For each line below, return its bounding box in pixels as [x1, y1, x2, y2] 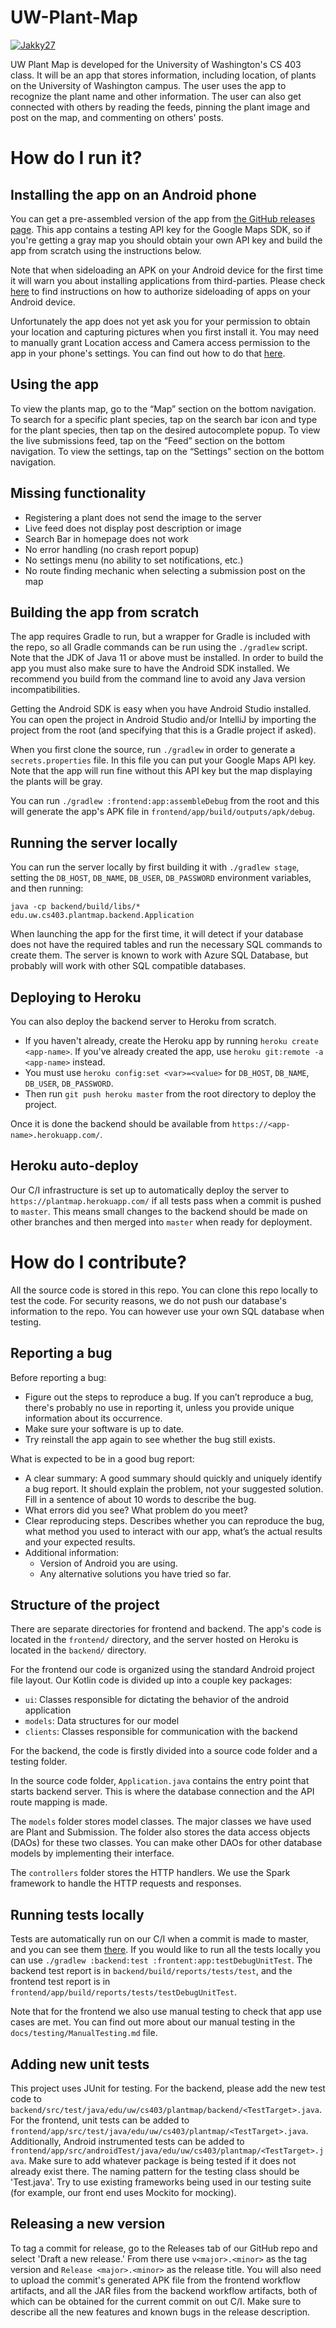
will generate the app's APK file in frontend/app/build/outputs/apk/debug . [10, 806, 316, 818]
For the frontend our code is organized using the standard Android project [10, 1664, 315, 1676]
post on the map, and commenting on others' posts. [10, 111, 224, 123]
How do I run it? [10, 147, 143, 170]
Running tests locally [10, 1906, 145, 1923]
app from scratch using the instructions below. [10, 244, 202, 256]
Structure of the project [10, 1596, 160, 1613]
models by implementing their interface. [10, 1847, 175, 1860]
